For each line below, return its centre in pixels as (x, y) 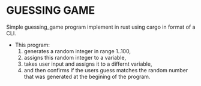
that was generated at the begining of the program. (87, 76)
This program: (32, 45)
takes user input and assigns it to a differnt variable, (88, 64)
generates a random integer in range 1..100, (77, 51)
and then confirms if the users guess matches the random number (106, 70)
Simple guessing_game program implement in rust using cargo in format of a (101, 27)
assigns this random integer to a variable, (75, 57)
